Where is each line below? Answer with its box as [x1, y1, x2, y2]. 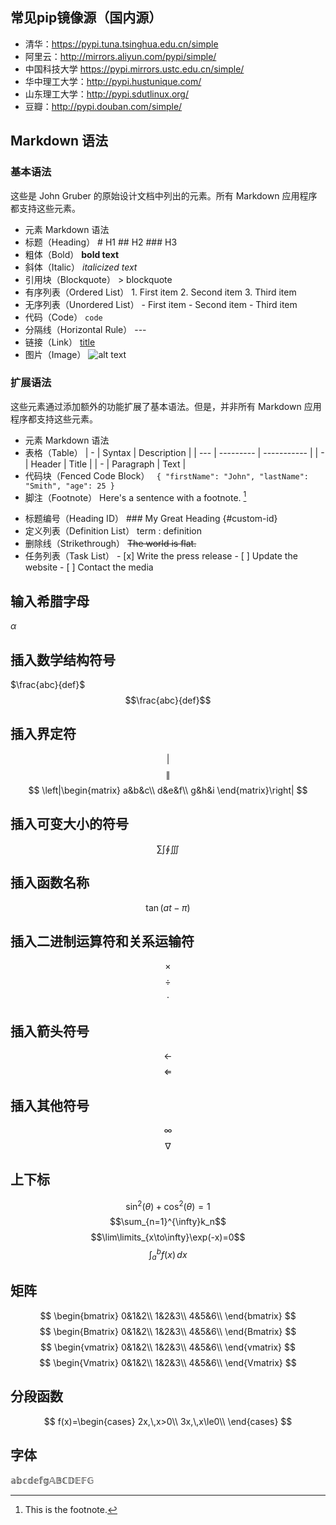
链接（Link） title [24, 336, 96, 348]
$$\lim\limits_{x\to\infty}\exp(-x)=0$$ [90, 1231, 246, 1243]
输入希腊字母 [10, 593, 90, 610]
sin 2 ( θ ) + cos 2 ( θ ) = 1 [125, 1198, 211, 1212]
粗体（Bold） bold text [24, 248, 120, 260]
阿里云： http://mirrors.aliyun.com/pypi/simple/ [24, 50, 217, 62]
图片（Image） [24, 348, 87, 360]
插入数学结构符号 [10, 651, 116, 668]
